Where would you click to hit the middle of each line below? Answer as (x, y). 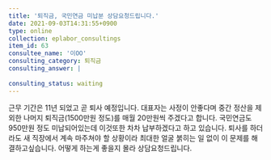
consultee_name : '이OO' (48, 53)
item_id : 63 (28, 46)
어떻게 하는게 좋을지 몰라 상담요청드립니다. (125, 148)
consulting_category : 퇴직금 (55, 61)
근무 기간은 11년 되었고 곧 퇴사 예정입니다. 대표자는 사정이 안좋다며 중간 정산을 (131, 107)
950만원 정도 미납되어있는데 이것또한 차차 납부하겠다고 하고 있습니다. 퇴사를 (128, 128)
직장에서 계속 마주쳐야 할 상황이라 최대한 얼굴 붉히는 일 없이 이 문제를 (141, 137)
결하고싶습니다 (32, 148)
